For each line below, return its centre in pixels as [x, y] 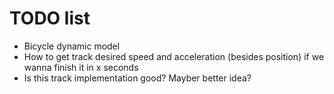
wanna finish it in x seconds [81, 67]
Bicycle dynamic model [72, 46]
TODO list [50, 18]
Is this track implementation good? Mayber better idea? [137, 78]
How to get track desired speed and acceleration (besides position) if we [174, 56]
